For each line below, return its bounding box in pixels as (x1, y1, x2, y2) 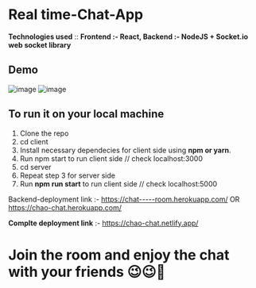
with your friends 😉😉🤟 (8, 263, 165, 281)
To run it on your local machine (8, 107, 165, 121)
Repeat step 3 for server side (19, 171, 115, 180)
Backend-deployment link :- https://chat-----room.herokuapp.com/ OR (8, 194, 240, 204)
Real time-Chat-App (8, 6, 144, 24)
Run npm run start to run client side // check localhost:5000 (19, 179, 218, 188)
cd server (19, 162, 52, 171)
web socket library (8, 40, 72, 49)
